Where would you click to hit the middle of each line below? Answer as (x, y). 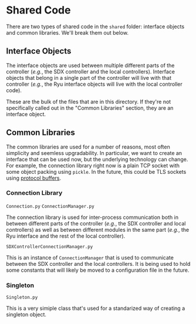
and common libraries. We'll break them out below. (67, 32)
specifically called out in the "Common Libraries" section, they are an (90, 108)
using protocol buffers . (34, 178)
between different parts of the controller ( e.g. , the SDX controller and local (96, 223)
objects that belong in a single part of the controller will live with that (89, 77)
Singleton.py (22, 298)
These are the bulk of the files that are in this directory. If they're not (89, 102)
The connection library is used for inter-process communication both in (92, 217)
